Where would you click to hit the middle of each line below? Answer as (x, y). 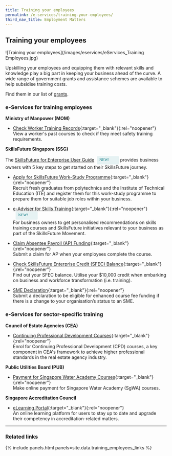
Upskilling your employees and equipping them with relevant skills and (80, 68)
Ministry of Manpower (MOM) (38, 119)
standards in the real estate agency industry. (60, 357)
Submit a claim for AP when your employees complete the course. (82, 254)
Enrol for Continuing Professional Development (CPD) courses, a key (85, 346)
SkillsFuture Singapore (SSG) (37, 149)
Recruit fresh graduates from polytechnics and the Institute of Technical (89, 188)
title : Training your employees (40, 10)
